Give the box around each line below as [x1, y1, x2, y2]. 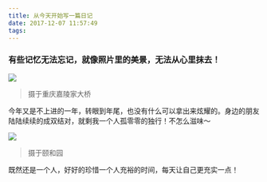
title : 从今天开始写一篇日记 [8, 11, 93, 20]
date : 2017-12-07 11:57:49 [8, 19, 98, 27]
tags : [8, 26, 26, 34]
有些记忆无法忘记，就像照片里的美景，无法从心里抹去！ [8, 54, 221, 65]
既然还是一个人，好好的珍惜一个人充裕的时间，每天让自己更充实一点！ [8, 164, 239, 174]
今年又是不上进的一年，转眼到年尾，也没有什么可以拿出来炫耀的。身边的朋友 [8, 105, 260, 116]
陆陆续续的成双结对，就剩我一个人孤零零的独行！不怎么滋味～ [8, 116, 211, 125]
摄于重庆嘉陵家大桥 [27, 89, 92, 98]
